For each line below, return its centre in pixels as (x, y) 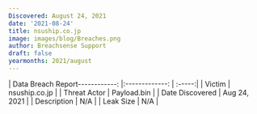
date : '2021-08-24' (41, 23)
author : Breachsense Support (57, 46)
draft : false (30, 53)
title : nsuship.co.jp (45, 31)
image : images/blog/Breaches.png (65, 38)
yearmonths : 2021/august (50, 61)
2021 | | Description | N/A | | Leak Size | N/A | (84, 101)
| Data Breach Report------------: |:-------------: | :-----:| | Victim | (119, 84)
